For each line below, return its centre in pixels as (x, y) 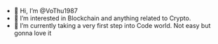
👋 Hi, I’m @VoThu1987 (46, 11)
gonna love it (33, 33)
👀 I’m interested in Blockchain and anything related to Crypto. (102, 18)
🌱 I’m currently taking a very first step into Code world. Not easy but (112, 25)
